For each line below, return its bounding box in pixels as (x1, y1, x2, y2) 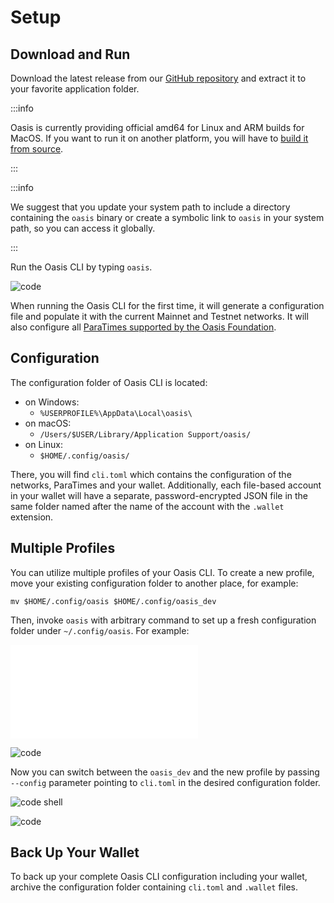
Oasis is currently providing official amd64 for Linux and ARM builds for (10, 122, 305, 133)
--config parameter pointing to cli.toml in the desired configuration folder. (10, 776, 321, 788)
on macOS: (24, 417, 72, 429)
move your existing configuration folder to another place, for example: (10, 577, 299, 589)
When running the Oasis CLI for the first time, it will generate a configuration (10, 300, 325, 311)
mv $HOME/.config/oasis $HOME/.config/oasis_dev (10, 596, 217, 606)
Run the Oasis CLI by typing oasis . (10, 261, 153, 273)
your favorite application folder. (10, 83, 140, 95)
